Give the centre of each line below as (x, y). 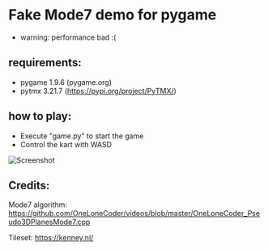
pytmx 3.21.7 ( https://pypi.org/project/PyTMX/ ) (98, 91)
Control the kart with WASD (66, 144)
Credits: (29, 185)
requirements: (45, 63)
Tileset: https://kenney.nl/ (51, 238)
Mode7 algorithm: (38, 205)
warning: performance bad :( (68, 37)
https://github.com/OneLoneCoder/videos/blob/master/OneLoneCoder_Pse (134, 214)
